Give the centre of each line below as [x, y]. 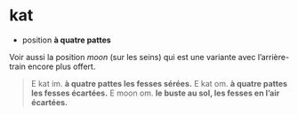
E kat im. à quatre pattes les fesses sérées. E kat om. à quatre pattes [159, 83]
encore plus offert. [62, 66]
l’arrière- [274, 57]
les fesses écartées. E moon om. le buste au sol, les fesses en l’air [155, 93]
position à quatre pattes [66, 40]
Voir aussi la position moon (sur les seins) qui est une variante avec [133, 57]
